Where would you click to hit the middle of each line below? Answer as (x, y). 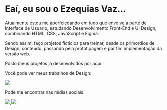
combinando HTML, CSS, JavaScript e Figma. (52, 33)
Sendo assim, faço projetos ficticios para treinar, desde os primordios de (80, 43)
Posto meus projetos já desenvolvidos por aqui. (54, 63)
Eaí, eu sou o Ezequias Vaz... (66, 9)
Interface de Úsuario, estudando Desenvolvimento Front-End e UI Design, (81, 28)
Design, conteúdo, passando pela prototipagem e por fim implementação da (84, 48)
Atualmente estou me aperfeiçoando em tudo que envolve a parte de (76, 23)
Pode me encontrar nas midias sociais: (45, 92)
